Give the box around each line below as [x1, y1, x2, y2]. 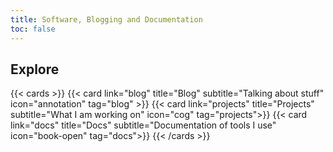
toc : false [10, 24, 56, 34]
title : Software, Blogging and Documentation [10, 14, 203, 25]
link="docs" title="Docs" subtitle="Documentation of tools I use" [10, 119, 277, 131]
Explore [10, 61, 60, 78]
